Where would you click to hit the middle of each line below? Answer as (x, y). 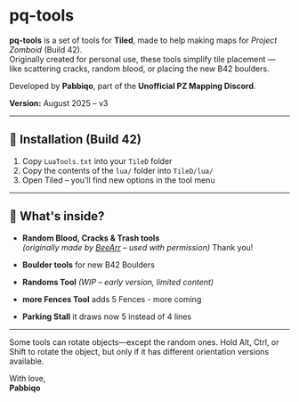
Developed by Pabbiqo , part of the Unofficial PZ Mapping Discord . (133, 86)
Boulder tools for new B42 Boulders (89, 265)
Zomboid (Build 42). (46, 49)
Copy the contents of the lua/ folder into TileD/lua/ (117, 170)
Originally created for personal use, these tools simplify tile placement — (142, 59)
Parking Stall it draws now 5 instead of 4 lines (107, 316)
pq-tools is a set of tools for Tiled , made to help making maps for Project (143, 40)
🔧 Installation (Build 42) (76, 139)
